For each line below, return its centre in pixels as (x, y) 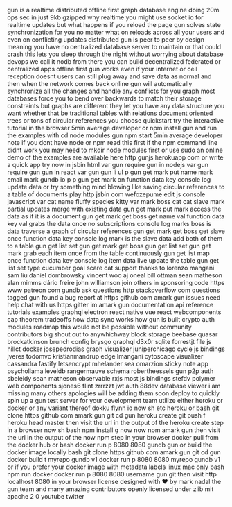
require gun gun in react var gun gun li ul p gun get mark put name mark (110, 172)
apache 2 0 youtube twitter (46, 496)
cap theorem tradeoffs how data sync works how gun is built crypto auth (111, 319)
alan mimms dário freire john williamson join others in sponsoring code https (116, 283)
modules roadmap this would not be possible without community (99, 327)
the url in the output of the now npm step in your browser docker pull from (113, 437)
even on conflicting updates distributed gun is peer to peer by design (106, 40)
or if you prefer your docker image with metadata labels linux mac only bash (116, 467)
